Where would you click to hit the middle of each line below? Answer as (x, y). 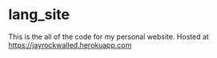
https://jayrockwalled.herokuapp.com (70, 44)
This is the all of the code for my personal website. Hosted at (109, 37)
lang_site (39, 15)
